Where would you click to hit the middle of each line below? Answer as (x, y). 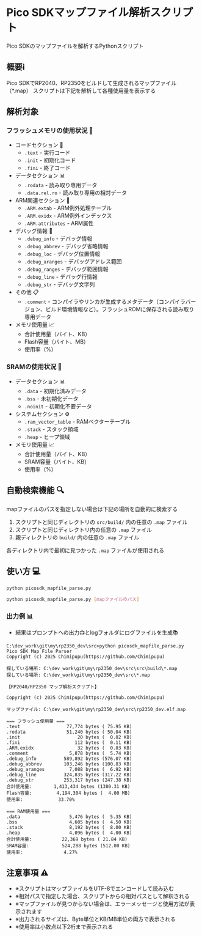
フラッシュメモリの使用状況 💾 (50, 131)
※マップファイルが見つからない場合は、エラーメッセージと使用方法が (102, 904)
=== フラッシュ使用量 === (36, 721)
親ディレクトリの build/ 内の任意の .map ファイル (77, 537)
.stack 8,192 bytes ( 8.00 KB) (69, 828)
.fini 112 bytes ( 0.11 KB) (69, 743)
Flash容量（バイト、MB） (57, 342)
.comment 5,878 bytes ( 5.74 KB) (69, 754)
